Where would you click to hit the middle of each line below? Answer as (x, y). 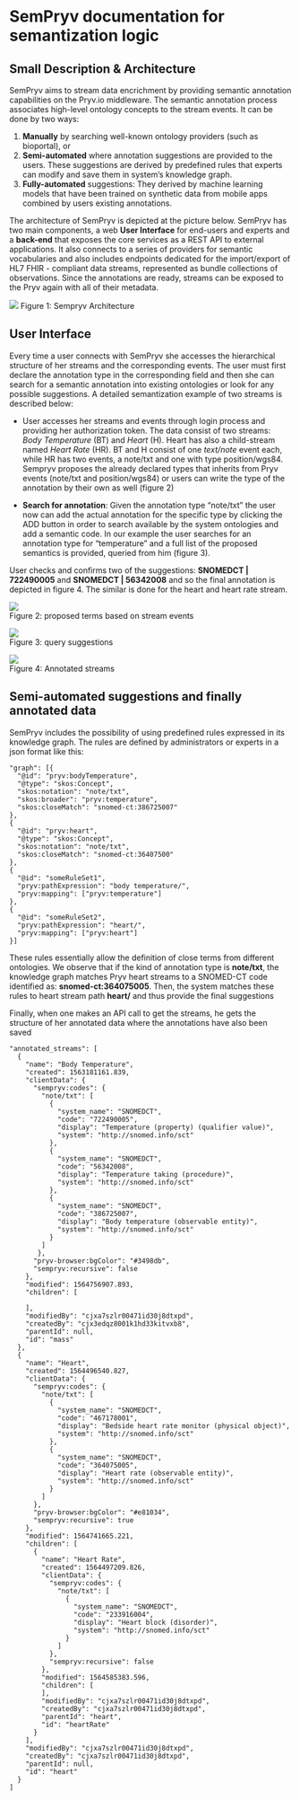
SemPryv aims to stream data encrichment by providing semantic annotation (150, 90)
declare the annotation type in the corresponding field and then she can (142, 375)
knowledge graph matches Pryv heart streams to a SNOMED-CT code (139, 976)
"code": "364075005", (98, 1465)
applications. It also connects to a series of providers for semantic (131, 249)
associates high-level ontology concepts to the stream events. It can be (141, 109)
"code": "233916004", (113, 1614)
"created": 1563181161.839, (77, 1072)
